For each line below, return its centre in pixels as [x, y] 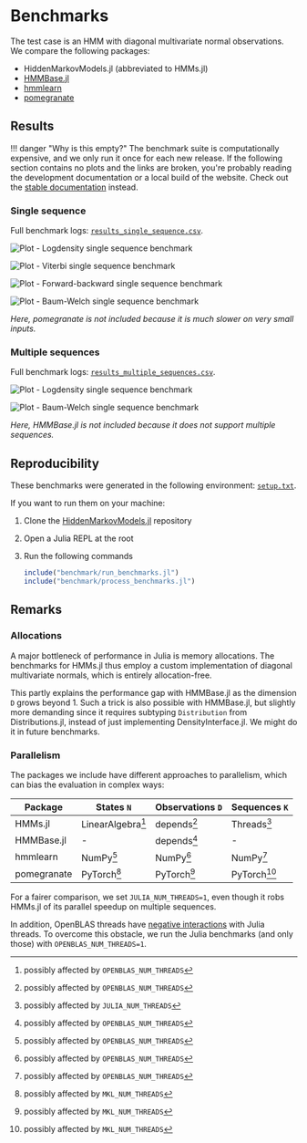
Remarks [36, 610]
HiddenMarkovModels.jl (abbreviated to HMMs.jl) [116, 68]
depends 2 [177, 823]
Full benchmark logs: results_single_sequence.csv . [107, 231]
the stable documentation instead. [75, 187]
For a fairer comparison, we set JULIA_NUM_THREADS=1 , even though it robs [148, 897]
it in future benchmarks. [55, 732]
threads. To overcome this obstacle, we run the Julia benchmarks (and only [152, 934]
